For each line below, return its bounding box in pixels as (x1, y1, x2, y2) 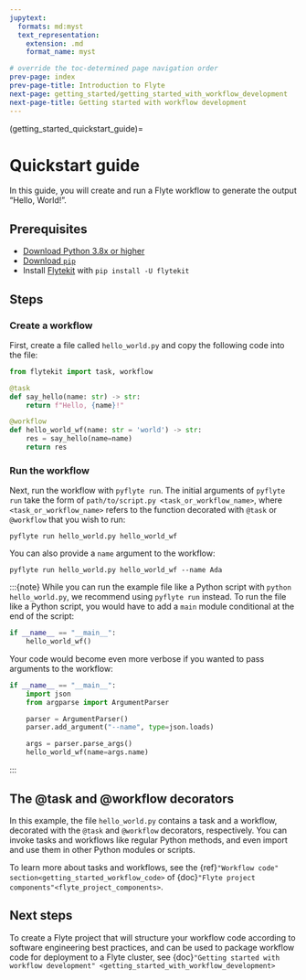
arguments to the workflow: (9, 663, 113, 674)
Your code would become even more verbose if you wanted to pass (9, 653, 265, 664)
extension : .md (26, 38, 84, 48)
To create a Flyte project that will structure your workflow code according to (9, 932, 296, 943)
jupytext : (9, 13, 47, 23)
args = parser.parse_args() (26, 740, 132, 749)
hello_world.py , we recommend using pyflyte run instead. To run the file (9, 591, 287, 602)
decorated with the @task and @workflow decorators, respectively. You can (9, 825, 288, 836)
